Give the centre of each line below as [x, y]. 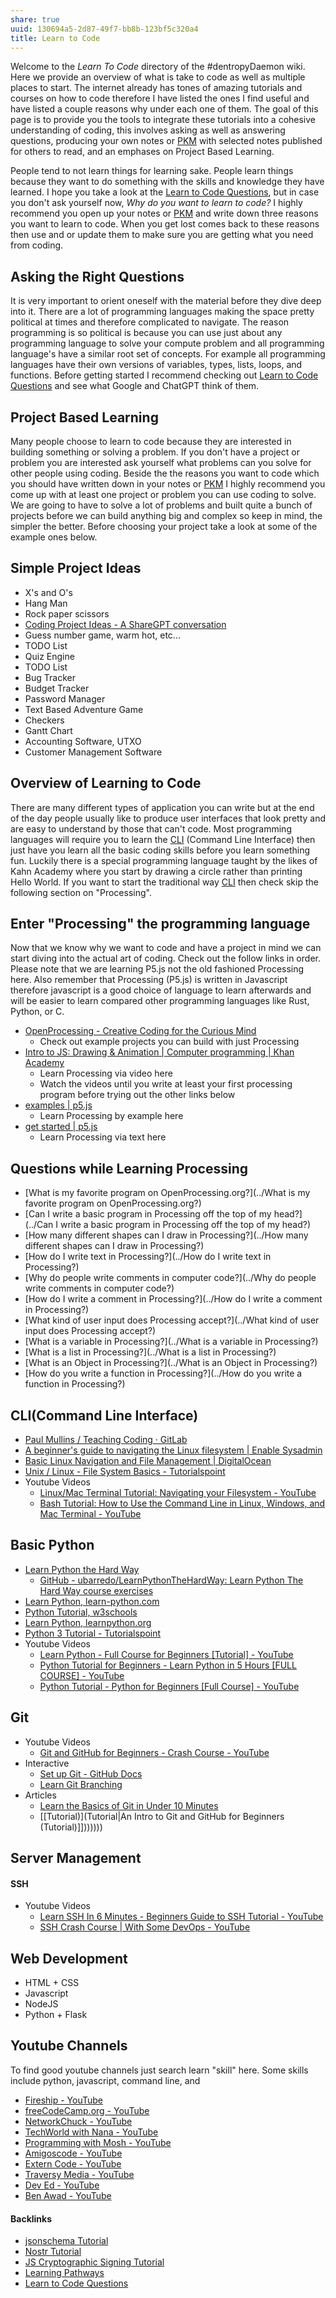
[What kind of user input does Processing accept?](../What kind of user [172, 1320]
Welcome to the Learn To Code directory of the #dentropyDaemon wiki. [158, 67]
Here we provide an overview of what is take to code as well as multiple [158, 77]
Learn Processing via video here [106, 1073]
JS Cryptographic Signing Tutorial [94, 2262]
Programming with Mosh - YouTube [98, 2142]
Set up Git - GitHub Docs [91, 1773]
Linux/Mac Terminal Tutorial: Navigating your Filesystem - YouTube [178, 1493]
